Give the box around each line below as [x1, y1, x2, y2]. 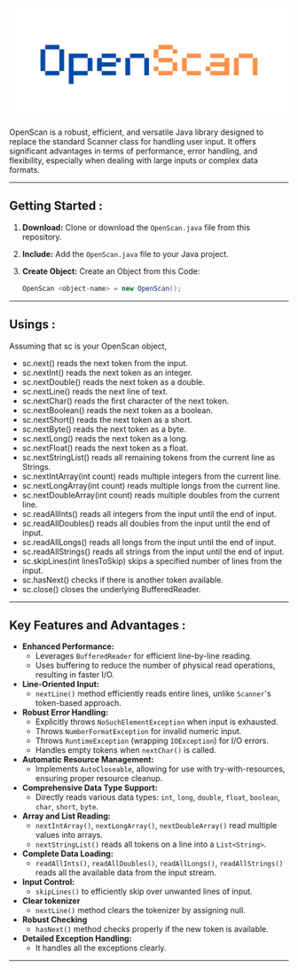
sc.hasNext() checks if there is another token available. [21, 575, 224, 585]
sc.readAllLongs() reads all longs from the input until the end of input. [21, 536, 277, 547]
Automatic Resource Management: [21, 755, 154, 765]
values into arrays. [35, 830, 104, 841]
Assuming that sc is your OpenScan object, [9, 340, 167, 351]
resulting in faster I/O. [35, 669, 115, 680]
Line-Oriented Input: [21, 679, 99, 690]
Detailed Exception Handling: [21, 934, 132, 944]
